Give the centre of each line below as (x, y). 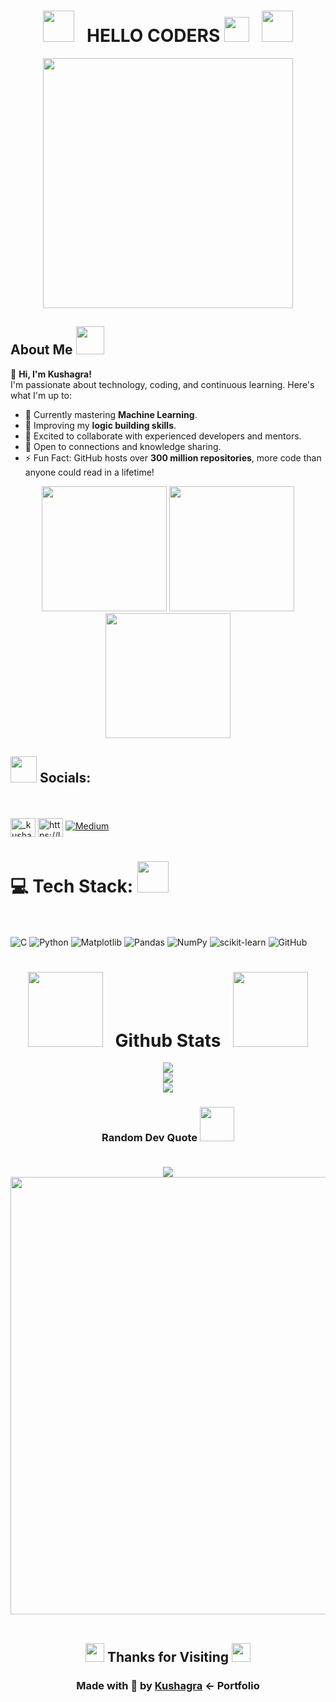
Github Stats (168, 1040)
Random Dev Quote (149, 1138)
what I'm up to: (41, 395)
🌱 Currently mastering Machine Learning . (111, 414)
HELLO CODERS (153, 36)
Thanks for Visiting (168, 1657)
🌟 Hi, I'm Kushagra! (51, 374)
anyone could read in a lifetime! (89, 472)
